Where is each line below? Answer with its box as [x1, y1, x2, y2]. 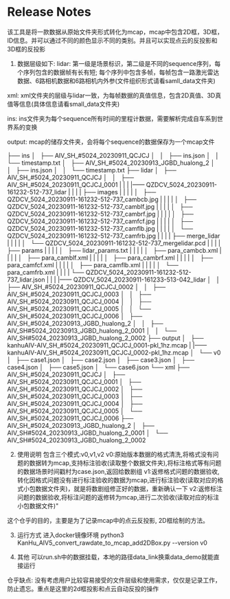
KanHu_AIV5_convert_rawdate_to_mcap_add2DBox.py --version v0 [16, 539, 208, 547]
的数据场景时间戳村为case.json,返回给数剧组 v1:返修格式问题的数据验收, [16, 467, 220, 475]
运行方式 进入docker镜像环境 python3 [16, 530, 124, 539]
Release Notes [7, 4, 91, 20]
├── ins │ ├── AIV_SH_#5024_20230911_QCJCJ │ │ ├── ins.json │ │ [7, 151, 220, 159]
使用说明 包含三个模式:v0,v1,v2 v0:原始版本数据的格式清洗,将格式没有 [16, 450, 213, 458]
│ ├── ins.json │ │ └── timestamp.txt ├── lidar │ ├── [7, 166, 177, 174]
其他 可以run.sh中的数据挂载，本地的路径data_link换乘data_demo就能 [16, 552, 214, 561]
